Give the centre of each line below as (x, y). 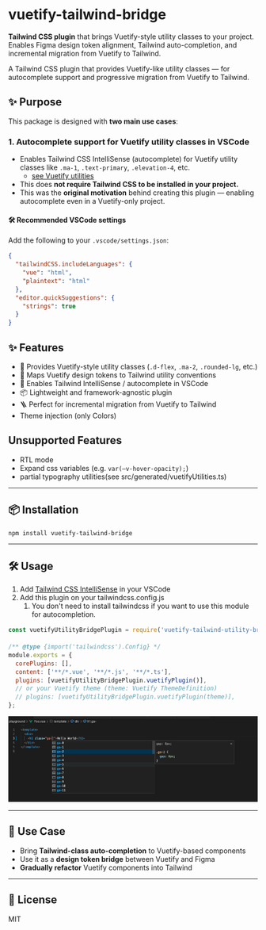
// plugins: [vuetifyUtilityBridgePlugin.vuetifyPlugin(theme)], (125, 697)
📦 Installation (44, 510)
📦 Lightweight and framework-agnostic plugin (96, 392)
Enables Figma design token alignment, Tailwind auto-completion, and (123, 44)
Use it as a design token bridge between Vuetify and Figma (117, 859)
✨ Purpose (35, 102)
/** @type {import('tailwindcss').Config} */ (84, 647)
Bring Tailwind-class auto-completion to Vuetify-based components (133, 851)
